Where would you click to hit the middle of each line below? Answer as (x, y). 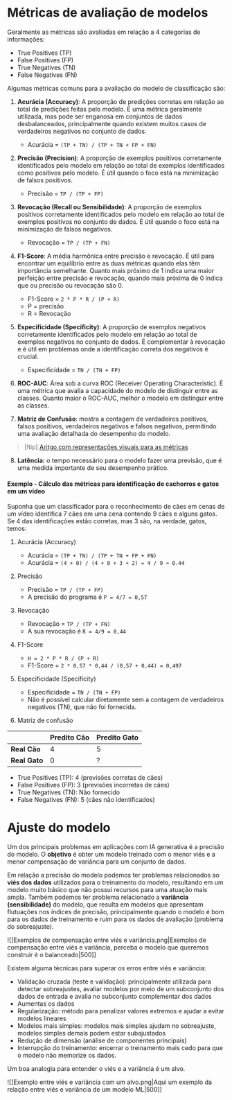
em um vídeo (26, 491)
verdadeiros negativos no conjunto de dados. (82, 131)
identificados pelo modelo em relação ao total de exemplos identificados (121, 165)
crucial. (28, 356)
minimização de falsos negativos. (65, 229)
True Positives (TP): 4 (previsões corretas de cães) (90, 778)
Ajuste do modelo (59, 828)
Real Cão (26, 749)
